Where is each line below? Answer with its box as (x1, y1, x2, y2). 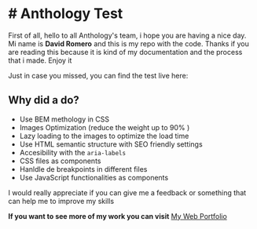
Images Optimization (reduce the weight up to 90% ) (19, 122, 190, 132)
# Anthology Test (8, 5, 123, 23)
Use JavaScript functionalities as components (19, 173, 169, 182)
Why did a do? (8, 93, 80, 107)
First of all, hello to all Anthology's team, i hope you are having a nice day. (8, 31, 247, 40)
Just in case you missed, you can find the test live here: (8, 71, 189, 80)
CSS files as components (19, 156, 101, 165)
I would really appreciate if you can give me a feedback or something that (8, 187, 247, 197)
